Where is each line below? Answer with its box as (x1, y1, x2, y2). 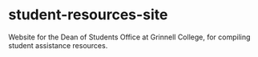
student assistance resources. (8, 40, 108, 50)
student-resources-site (8, 6, 168, 24)
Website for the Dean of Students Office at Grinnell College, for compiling (8, 32, 251, 42)
